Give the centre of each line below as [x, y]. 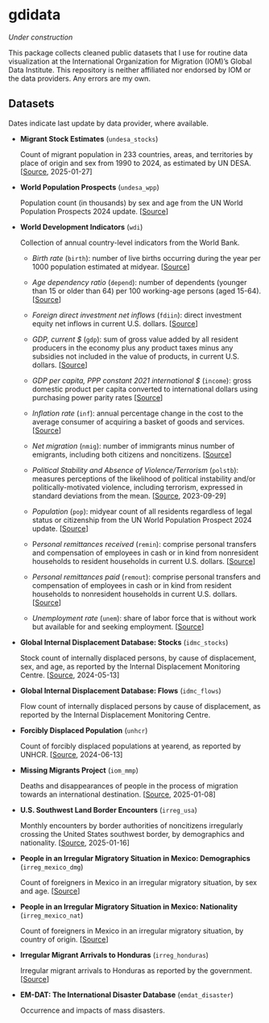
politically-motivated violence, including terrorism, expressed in [137, 487]
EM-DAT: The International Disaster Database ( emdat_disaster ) [126, 994]
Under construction [41, 37]
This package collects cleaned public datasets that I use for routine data [128, 52]
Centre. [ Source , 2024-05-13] [70, 675]
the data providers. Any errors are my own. [80, 78]
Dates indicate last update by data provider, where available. [109, 123]
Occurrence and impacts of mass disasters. [92, 1010]
